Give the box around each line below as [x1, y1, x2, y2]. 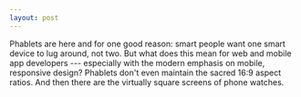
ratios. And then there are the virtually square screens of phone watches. [9, 76, 285, 87]
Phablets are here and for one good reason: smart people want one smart [9, 38, 285, 49]
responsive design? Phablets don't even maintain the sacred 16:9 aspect [9, 67, 281, 78]
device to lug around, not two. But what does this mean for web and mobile [9, 47, 292, 59]
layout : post [9, 13, 59, 23]
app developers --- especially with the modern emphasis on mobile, [9, 57, 265, 68]
